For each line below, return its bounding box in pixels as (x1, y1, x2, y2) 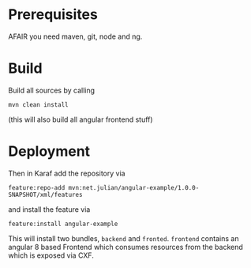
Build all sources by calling (8, 85, 96, 95)
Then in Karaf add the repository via (8, 168, 126, 178)
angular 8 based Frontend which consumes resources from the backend (8, 242, 243, 251)
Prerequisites (8, 6, 99, 24)
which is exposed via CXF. (8, 251, 95, 260)
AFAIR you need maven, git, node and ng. (8, 32, 143, 41)
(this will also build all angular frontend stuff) (8, 115, 153, 124)
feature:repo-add (8, 183, 66, 191)
